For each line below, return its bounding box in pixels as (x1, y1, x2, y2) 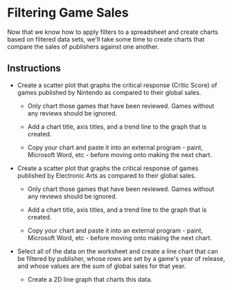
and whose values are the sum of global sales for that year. (17, 262, 186, 270)
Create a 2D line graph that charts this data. (27, 275, 152, 283)
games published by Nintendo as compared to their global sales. (17, 88, 202, 96)
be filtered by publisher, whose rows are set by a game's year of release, (17, 254, 226, 262)
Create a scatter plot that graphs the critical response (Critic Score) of (17, 81, 217, 89)
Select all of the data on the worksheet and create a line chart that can (17, 247, 218, 255)
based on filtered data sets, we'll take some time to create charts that (7, 35, 205, 43)
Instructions (7, 62, 61, 74)
